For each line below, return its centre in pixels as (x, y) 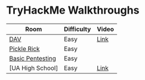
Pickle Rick (24, 49)
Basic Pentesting (33, 58)
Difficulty (77, 29)
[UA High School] (34, 68)
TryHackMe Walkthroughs (73, 10)
